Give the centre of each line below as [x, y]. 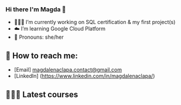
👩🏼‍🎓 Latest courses [42, 94]
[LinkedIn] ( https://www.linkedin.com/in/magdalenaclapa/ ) [84, 76]
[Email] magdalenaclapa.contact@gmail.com [68, 70]
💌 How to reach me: [42, 55]
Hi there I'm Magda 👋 [36, 9]
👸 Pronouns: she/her [39, 37]
